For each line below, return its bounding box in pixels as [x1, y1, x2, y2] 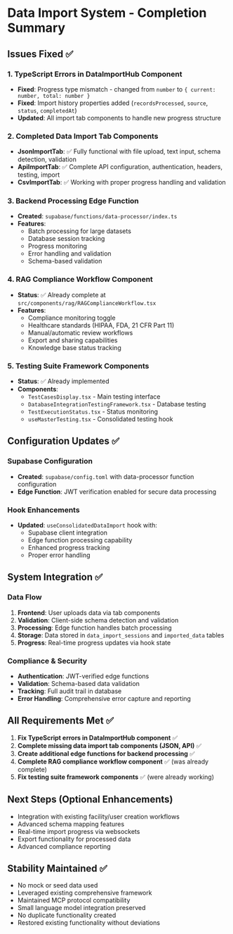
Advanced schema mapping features [17, 819, 125, 828]
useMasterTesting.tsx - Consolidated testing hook [27, 415, 173, 423]
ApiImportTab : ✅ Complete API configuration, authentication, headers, [17, 163, 223, 171]
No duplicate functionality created [17, 911, 116, 920]
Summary [7, 20, 65, 36]
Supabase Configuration [7, 456, 93, 466]
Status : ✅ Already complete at [17, 290, 107, 299]
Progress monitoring [27, 242, 88, 251]
